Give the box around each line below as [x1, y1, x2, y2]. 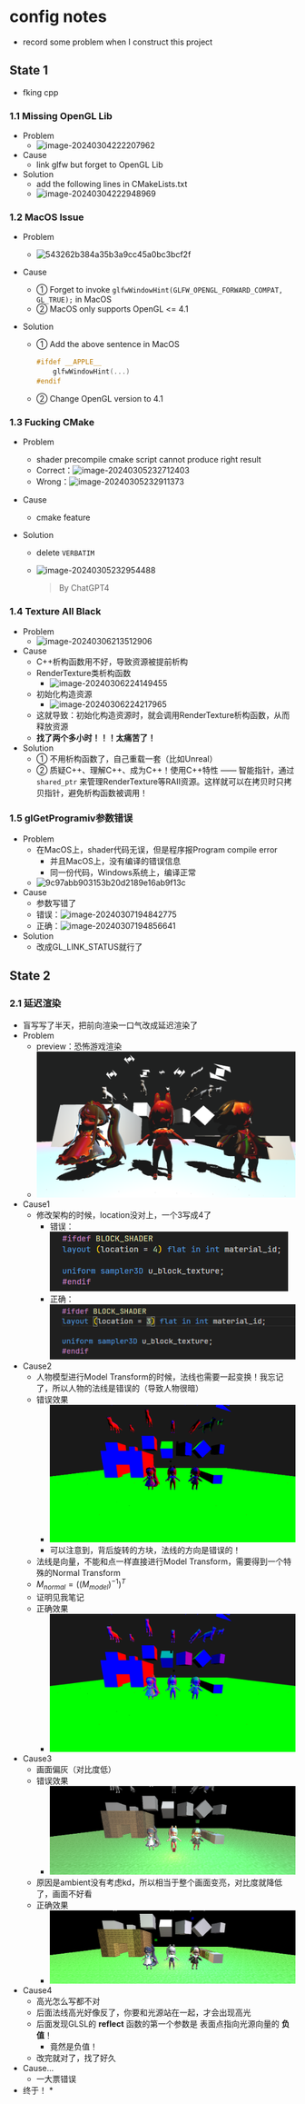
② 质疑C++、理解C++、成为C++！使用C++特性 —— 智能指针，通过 [35, 764, 295, 775]
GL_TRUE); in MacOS [35, 294, 112, 305]
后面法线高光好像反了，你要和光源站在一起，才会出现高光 [35, 2007, 251, 2019]
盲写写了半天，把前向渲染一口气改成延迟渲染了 [22, 1020, 198, 1031]
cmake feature [35, 512, 91, 524]
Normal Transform [52, 1567, 121, 1578]
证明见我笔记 [35, 1592, 84, 1603]
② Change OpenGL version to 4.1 [35, 393, 163, 404]
